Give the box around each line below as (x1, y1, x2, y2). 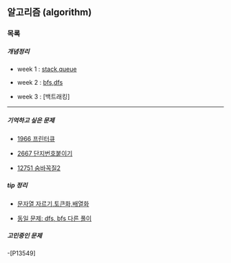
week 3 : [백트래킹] (16, 92, 70, 101)
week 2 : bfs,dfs (16, 78, 63, 87)
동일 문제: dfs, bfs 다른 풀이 (16, 214, 92, 222)
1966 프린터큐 (16, 135, 55, 143)
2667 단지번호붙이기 (16, 149, 73, 158)
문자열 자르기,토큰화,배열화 (16, 200, 89, 208)
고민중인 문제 (7, 231, 43, 240)
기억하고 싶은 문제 (7, 116, 55, 124)
